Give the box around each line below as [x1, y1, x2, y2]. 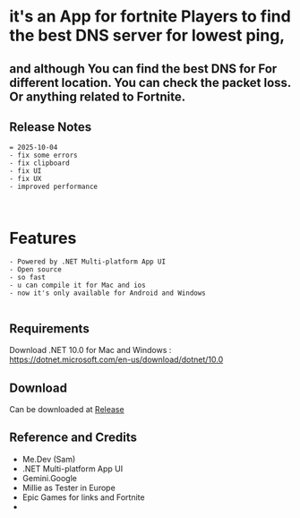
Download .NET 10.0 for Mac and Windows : [9, 345, 172, 356]
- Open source [9, 265, 63, 274]
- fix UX [9, 175, 42, 184]
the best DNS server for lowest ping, [9, 25, 286, 46]
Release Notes [9, 119, 92, 134]
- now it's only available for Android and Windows [9, 289, 206, 298]
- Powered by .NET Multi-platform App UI [9, 257, 167, 266]
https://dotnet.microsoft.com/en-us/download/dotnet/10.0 [9, 354, 224, 365]
